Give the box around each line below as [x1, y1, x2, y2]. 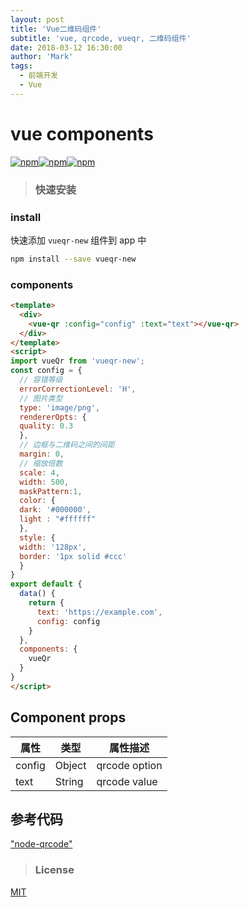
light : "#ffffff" [19, 514, 97, 525]
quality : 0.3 [19, 421, 74, 431]
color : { [19, 496, 56, 506]
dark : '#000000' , [19, 505, 92, 515]
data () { [19, 589, 56, 599]
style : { [19, 532, 56, 543]
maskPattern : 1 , [19, 486, 83, 496]
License [34, 863, 75, 877]
